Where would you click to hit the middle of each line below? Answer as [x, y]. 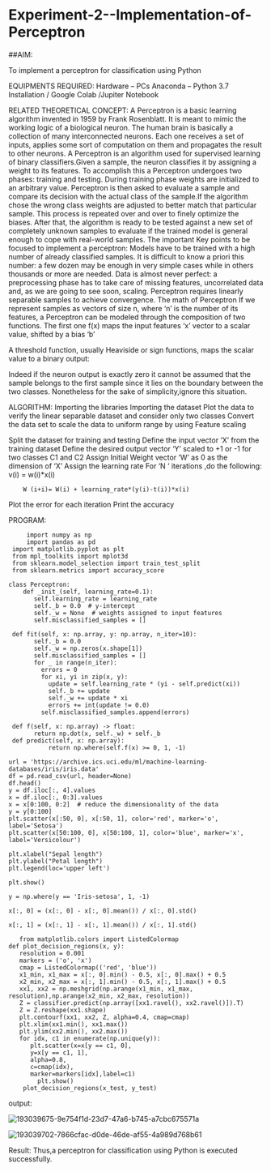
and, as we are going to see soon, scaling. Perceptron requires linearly [126, 291]
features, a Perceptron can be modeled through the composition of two [127, 317]
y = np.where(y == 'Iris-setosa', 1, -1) [79, 896]
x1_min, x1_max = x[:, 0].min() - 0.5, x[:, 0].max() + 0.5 [123, 974]
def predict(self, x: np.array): [68, 740]
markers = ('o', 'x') [55, 960]
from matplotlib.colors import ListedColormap [99, 939]
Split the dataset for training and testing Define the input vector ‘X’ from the [134, 440]
